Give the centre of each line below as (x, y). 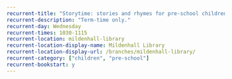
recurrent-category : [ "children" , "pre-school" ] (78, 58)
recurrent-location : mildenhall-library (66, 39)
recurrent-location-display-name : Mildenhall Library (86, 45)
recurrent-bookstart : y (41, 65)
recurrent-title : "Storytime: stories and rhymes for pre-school (102, 13)
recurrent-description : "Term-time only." (69, 20)
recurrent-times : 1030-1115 (47, 33)
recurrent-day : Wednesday (44, 26)
